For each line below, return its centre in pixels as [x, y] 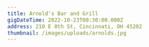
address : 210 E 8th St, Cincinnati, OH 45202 [74, 26]
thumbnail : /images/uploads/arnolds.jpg [67, 33]
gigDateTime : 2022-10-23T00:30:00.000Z [65, 20]
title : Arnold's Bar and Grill [53, 13]
